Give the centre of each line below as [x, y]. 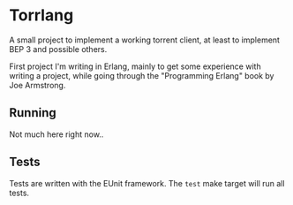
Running [33, 113]
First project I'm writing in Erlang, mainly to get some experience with [135, 66]
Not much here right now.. [56, 134]
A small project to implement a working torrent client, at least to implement [145, 40]
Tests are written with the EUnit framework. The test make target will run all [147, 183]
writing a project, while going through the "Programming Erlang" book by [142, 75]
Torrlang [41, 15]
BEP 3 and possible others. [58, 49]
